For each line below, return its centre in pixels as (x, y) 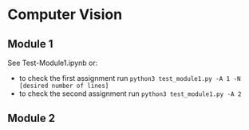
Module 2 (32, 119)
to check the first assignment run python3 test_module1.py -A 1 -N (130, 78)
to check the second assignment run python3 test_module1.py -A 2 (130, 94)
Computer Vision (65, 15)
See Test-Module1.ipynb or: (53, 63)
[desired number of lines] (64, 86)
